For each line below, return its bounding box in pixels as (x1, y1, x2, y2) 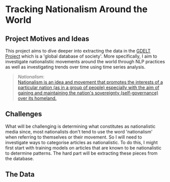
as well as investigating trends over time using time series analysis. (5, 64, 146, 70)
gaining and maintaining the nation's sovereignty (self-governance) (17, 90, 159, 96)
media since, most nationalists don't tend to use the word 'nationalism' (5, 128, 153, 134)
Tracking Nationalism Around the (5, 4, 148, 15)
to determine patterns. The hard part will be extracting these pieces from (5, 150, 158, 156)
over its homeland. (17, 95, 57, 101)
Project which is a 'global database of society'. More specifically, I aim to (5, 53, 157, 59)
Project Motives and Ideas (5, 34, 90, 43)
